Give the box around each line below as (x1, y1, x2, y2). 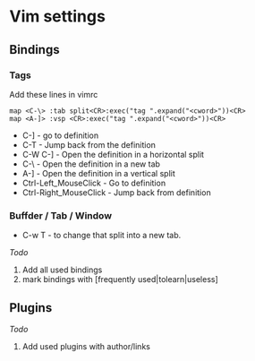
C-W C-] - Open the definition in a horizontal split (21, 149, 204, 159)
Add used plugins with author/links (21, 340, 150, 351)
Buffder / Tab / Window (9, 209, 113, 221)
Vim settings (9, 6, 106, 27)
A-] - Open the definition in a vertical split (21, 168, 176, 178)
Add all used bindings (21, 264, 103, 275)
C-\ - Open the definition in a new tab (21, 159, 161, 169)
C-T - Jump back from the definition (21, 139, 157, 150)
